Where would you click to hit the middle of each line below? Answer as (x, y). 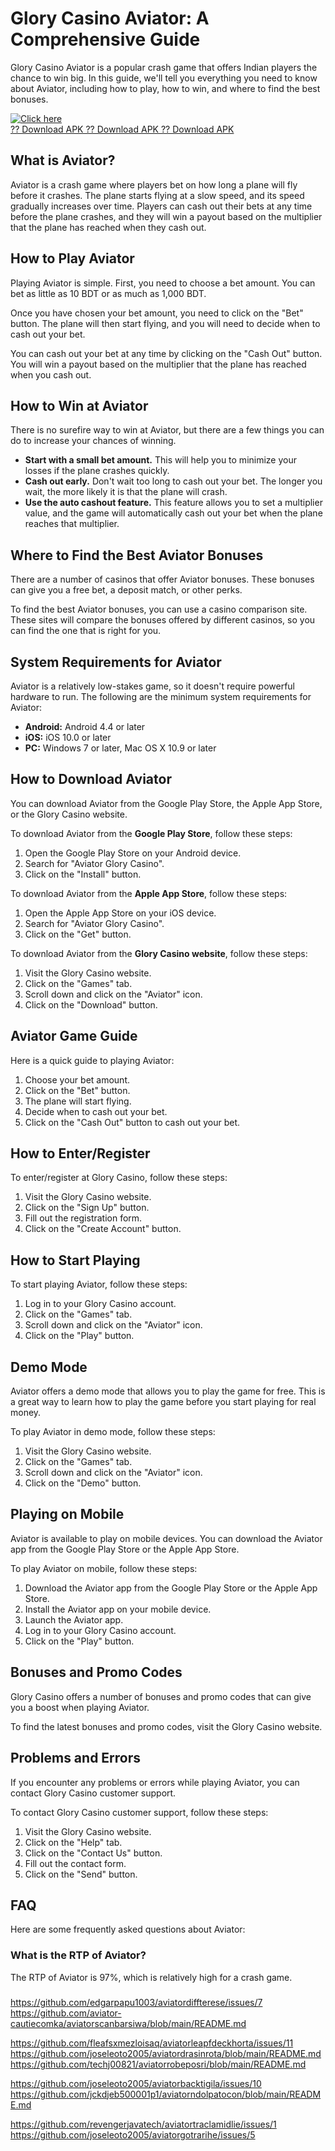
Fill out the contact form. (75, 1863)
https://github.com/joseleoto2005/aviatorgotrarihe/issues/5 (133, 2134)
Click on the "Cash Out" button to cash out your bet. (132, 1122)
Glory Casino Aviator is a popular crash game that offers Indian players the (164, 67)
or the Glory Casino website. (69, 814)
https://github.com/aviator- (66, 2013)
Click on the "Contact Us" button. (93, 1853)
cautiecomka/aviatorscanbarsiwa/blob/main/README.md (128, 2023)
